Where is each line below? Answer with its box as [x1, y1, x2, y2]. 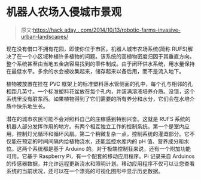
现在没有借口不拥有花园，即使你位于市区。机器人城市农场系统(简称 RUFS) [6, 45, 188, 52]
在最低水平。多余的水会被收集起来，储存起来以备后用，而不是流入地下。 [6, 67, 184, 75]
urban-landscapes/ [20, 33, 69, 40]
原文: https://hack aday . [20, 26, 80, 33]
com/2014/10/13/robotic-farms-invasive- [80, 26, 181, 33]
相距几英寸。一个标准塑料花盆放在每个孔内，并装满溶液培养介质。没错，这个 [6, 88, 195, 95]
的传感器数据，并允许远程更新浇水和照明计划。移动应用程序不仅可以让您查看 [6, 160, 195, 167]
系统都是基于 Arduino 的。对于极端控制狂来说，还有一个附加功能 [32, 145, 191, 152]
